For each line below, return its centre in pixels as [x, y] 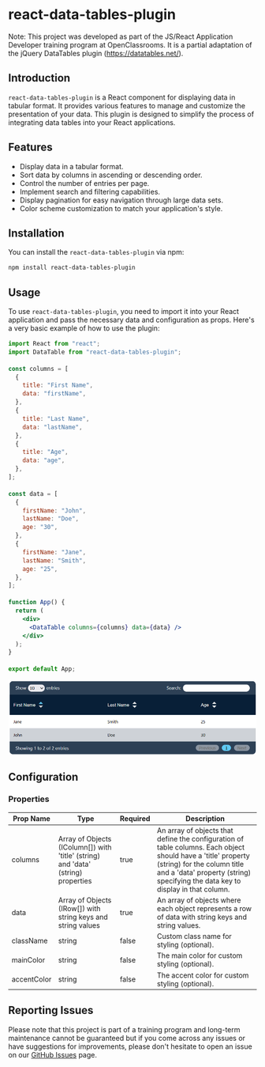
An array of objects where [199, 900]
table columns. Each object [201, 847]
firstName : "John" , [54, 511]
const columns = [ [38, 369]
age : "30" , [40, 528]
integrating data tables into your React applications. [92, 122]
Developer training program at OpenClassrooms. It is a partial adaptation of [130, 44]
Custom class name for [194, 936]
